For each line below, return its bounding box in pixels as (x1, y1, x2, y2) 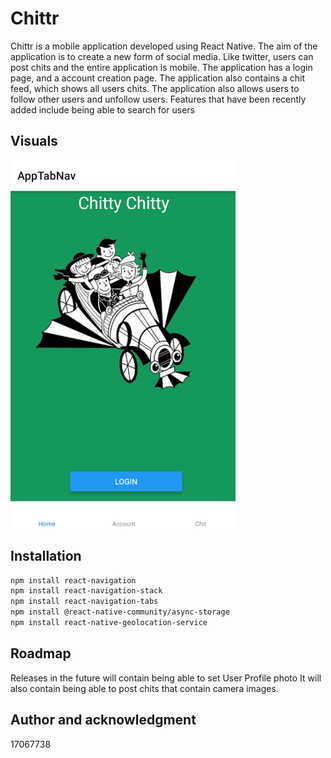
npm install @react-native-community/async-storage (10, 607, 230, 617)
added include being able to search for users (10, 103, 195, 116)
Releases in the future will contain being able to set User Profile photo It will (10, 672, 322, 684)
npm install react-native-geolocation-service (10, 618, 208, 628)
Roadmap (10, 645, 72, 662)
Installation (10, 548, 82, 565)
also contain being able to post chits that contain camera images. (10, 682, 279, 694)
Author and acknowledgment (10, 712, 197, 729)
